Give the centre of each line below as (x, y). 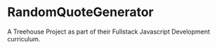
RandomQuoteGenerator (80, 12)
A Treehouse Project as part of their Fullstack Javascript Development (109, 31)
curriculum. (24, 38)
